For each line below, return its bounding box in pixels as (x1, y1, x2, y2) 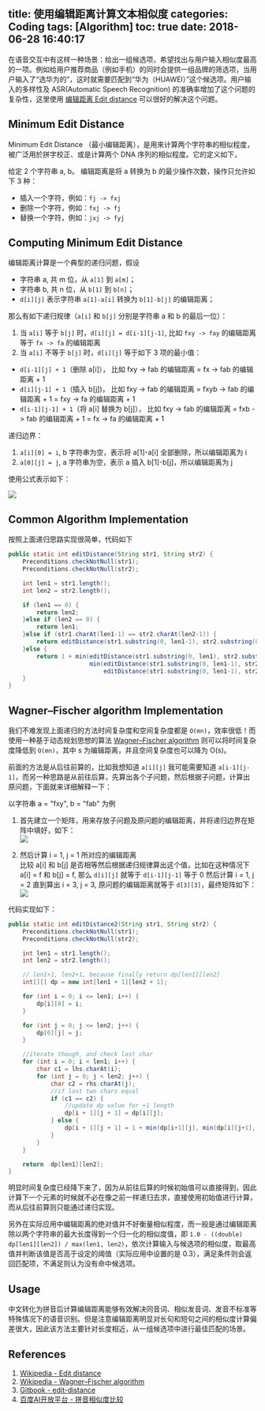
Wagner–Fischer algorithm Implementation (8, 704, 223, 717)
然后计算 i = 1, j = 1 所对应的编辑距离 (19, 850, 137, 859)
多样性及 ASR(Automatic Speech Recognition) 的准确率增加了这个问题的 (21, 84, 256, 93)
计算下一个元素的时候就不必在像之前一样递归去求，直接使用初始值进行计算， (8, 1193, 257, 1202)
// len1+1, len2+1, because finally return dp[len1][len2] (22, 971, 221, 979)
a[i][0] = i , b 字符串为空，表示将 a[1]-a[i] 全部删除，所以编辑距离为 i (19, 447, 247, 457)
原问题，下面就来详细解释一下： (8, 782, 112, 791)
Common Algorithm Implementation (8, 512, 189, 526)
